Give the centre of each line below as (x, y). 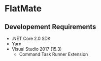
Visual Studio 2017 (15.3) (37, 49)
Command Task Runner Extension (53, 54)
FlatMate (23, 9)
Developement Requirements (50, 27)
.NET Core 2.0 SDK (31, 38)
